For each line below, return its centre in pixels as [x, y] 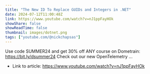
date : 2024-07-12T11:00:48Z [34, 14]
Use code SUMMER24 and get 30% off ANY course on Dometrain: [73, 51]
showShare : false [23, 23]
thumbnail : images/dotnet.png [36, 33]
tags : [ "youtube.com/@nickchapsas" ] [43, 37]
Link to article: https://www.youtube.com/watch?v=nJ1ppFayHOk [78, 66]
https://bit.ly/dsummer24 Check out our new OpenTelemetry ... [69, 56]
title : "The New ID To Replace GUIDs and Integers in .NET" [68, 10]
